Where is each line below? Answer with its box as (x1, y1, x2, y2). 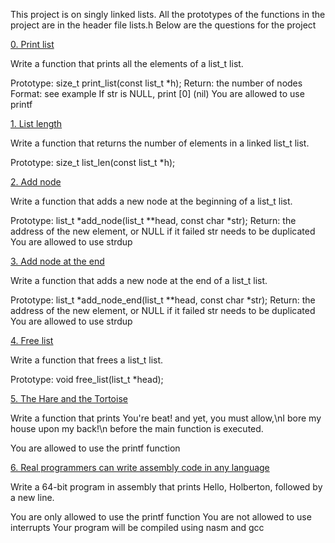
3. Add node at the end (10, 255, 105, 267)
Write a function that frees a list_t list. (10, 354, 164, 366)
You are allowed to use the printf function (10, 442, 181, 454)
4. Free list (10, 335, 54, 346)
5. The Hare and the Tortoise (10, 393, 128, 404)
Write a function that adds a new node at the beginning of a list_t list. (10, 195, 293, 207)
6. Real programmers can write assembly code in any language (10, 462, 270, 473)
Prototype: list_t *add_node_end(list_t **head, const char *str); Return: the (10, 294, 316, 306)
